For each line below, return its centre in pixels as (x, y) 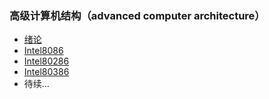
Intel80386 (46, 72)
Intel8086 (43, 51)
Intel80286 (46, 61)
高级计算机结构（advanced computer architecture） (137, 15)
